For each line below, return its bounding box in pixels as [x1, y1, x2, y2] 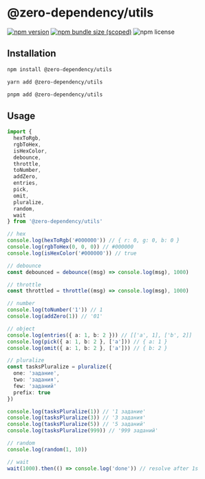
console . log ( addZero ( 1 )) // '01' [7, 313, 103, 320]
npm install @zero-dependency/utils [7, 66, 112, 73]
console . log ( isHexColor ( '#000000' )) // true [7, 250, 137, 257]
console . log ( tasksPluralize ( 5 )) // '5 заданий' [7, 421, 147, 428]
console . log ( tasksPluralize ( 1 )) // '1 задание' [7, 408, 147, 415]
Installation [7, 48, 56, 59]
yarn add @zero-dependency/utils [7, 78, 103, 86]
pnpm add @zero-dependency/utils [7, 91, 103, 98]
